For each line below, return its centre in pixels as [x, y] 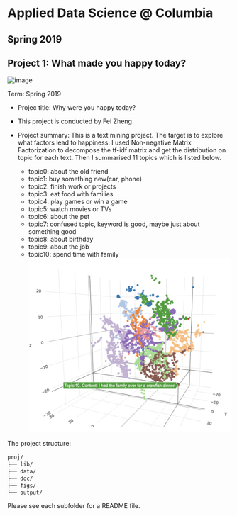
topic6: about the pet [59, 217]
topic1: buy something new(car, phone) [85, 179]
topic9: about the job [59, 247]
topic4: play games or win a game [78, 202]
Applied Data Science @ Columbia [110, 13]
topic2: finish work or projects [72, 186]
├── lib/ [20, 464]
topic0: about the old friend [68, 172]
